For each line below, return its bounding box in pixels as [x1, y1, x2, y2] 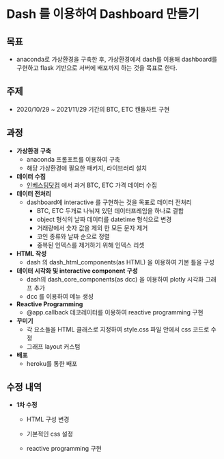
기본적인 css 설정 [26, 430, 73, 438]
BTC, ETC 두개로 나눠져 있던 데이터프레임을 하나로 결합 [36, 206, 184, 214]
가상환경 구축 [16, 147, 52, 155]
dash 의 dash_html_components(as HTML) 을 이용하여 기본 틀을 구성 [26, 258, 215, 266]
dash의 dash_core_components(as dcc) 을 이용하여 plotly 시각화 [26, 275, 204, 283]
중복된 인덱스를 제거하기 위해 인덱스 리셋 [36, 240, 145, 249]
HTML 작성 [16, 249, 47, 258]
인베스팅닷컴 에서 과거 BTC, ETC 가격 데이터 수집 [26, 181, 158, 189]
